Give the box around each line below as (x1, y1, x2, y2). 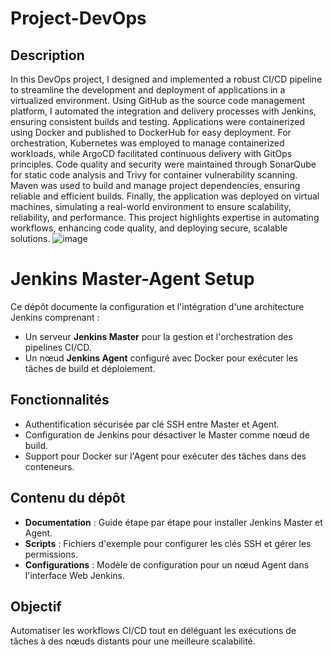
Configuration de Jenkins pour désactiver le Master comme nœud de (24, 428, 310, 441)
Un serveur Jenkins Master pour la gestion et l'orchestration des (24, 330, 293, 342)
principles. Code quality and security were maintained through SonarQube (10, 158, 317, 170)
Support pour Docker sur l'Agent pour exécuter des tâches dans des (24, 450, 307, 462)
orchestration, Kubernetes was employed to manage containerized (10, 137, 285, 149)
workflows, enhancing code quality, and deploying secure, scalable (10, 222, 288, 234)
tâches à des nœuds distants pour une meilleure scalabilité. (10, 635, 256, 647)
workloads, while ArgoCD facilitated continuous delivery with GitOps (10, 148, 293, 159)
